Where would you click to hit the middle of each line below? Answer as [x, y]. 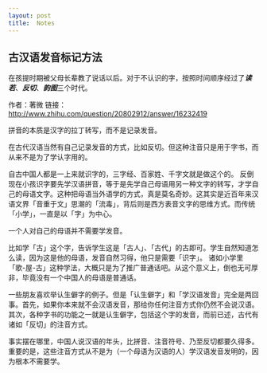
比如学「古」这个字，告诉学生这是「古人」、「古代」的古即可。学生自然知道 [130, 248]
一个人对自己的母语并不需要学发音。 [68, 231]
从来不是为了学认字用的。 [50, 157]
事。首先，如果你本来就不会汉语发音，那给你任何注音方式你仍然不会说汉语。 [133, 304]
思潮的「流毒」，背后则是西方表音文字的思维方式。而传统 [163, 204]
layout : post [30, 16]
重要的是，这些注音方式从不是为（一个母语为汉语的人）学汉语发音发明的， [130, 351]
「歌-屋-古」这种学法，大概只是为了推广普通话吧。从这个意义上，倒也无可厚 [133, 268]
